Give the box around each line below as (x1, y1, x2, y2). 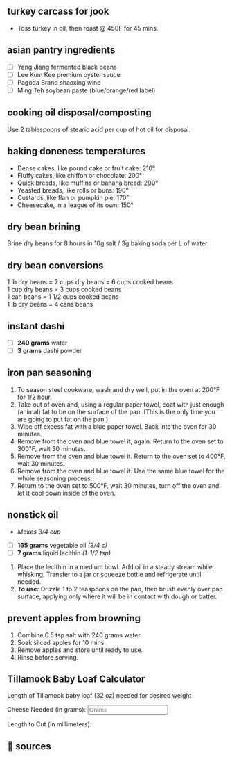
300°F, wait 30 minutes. (17, 444, 87, 452)
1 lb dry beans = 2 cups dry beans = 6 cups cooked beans (7, 278, 173, 286)
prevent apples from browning (7, 612, 141, 624)
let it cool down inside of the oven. (17, 489, 116, 497)
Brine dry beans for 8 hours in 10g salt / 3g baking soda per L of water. (7, 239, 209, 247)
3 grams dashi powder (17, 347, 82, 354)
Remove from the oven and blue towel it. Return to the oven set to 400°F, (17, 452, 226, 460)
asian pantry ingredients (7, 44, 116, 56)
